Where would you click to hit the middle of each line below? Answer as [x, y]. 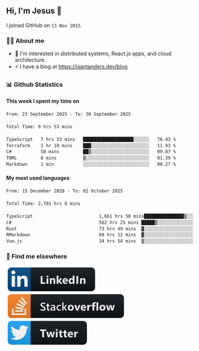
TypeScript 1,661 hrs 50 [69, 216]
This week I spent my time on [43, 101]
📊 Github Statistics [35, 85]
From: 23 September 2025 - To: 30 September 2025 [69, 114]
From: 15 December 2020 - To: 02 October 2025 [65, 191]
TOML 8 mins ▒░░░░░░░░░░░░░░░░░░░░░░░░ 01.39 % [91, 158]
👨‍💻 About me [25, 40]
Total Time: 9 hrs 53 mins [39, 127]
